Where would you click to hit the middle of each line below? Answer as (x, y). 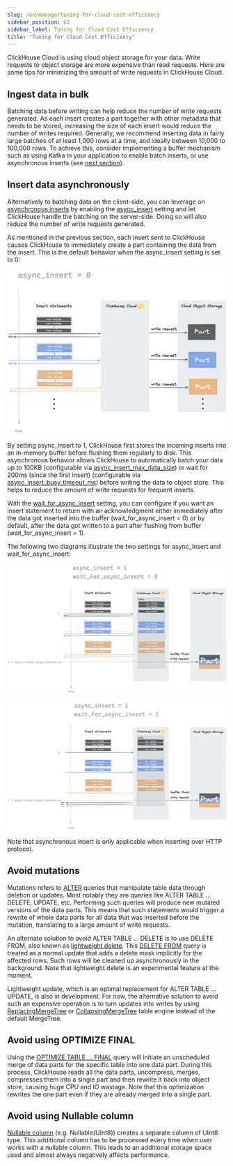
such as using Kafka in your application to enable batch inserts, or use (108, 156)
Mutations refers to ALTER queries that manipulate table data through (106, 887)
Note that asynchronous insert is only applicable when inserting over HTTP (115, 841)
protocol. (20, 849)
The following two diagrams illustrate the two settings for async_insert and (114, 546)
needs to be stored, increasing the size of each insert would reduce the (110, 126)
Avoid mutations (43, 871)
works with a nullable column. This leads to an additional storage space (110, 1148)
